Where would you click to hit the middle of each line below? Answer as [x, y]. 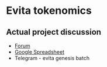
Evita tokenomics [49, 11]
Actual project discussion [53, 32]
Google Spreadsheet [39, 52]
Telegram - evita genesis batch [52, 58]
